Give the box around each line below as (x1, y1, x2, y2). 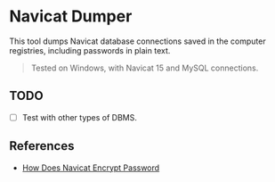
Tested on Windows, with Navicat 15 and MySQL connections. (30, 62, 259, 73)
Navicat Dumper (9, 6, 133, 27)
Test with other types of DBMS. (21, 112, 138, 122)
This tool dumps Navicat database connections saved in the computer (9, 36, 266, 46)
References (9, 138, 75, 153)
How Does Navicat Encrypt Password (21, 162, 160, 173)
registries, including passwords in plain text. (9, 45, 171, 55)
